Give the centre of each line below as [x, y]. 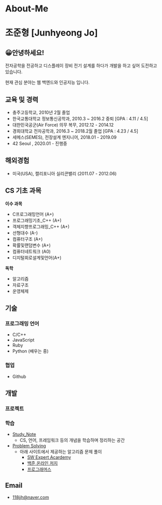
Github [19, 376]
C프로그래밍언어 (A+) [33, 214]
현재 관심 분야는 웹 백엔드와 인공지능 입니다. [48, 82]
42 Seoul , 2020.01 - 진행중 [40, 144]
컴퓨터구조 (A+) [27, 239]
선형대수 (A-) [25, 233]
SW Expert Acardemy [49, 457]
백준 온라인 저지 [42, 463]
